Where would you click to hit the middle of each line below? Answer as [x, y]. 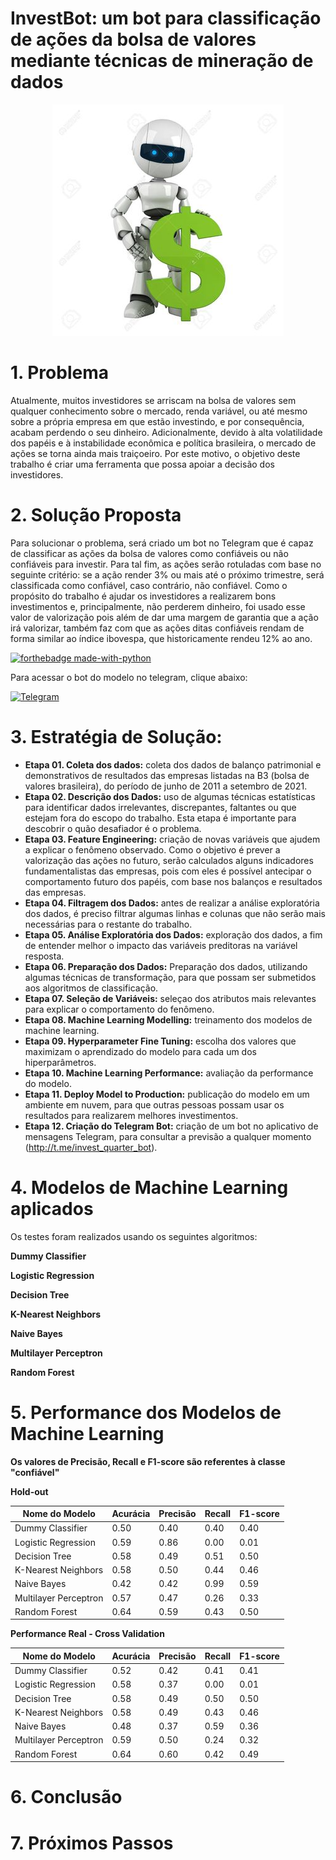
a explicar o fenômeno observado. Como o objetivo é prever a [152, 849]
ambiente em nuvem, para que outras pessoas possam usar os [154, 1104]
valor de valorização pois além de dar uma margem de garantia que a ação [164, 617]
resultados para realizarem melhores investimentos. [131, 1115]
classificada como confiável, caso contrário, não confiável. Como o [149, 585]
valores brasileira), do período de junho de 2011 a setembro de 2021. [166, 786]
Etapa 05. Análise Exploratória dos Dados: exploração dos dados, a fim [173, 934]
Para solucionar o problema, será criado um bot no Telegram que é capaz [162, 543]
